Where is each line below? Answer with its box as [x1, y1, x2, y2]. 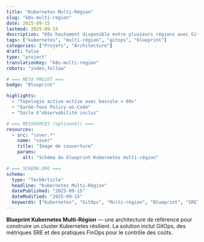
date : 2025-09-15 [6, 20, 50, 26]
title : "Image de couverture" [17, 143, 94, 149]
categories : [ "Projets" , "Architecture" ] [6, 43, 113, 49]
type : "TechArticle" [12, 176, 64, 183]
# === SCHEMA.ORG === [6, 165, 61, 172]
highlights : [6, 93, 36, 99]
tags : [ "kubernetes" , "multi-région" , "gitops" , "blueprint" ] [6, 37, 167, 43]
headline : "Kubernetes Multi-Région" [12, 183, 107, 189]
